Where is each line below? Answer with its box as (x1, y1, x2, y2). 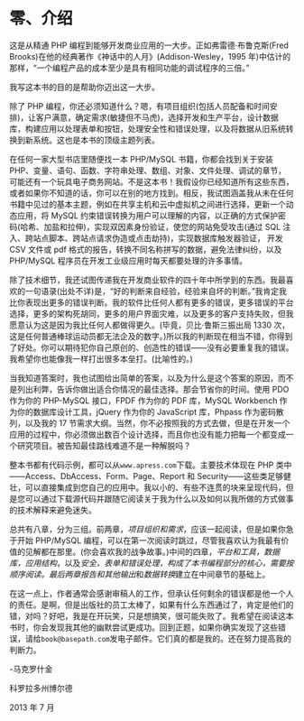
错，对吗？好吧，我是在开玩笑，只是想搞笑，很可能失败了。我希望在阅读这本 (9, 610, 294, 621)
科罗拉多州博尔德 (9, 682, 73, 693)
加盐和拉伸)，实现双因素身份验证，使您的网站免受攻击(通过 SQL (43, 221, 281, 232)
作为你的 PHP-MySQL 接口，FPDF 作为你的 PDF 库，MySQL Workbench (9, 394, 278, 406)
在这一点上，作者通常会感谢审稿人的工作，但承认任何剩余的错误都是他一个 (9, 587, 286, 598)
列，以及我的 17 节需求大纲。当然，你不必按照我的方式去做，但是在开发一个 (9, 417, 290, 429)
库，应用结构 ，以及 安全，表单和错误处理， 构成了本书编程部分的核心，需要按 (9, 557, 294, 568)
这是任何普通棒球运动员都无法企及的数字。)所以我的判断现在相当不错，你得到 (9, 330, 293, 341)
